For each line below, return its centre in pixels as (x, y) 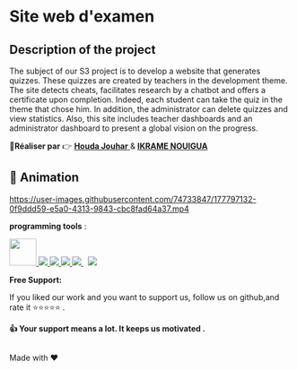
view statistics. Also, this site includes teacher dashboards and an (131, 119)
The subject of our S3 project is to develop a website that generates (135, 71)
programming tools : (48, 226)
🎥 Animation (44, 178)
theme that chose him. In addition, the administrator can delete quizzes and (149, 109)
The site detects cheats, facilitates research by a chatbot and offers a (138, 90)
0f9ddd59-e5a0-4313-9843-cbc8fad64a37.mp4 (100, 209)
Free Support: (36, 280)
